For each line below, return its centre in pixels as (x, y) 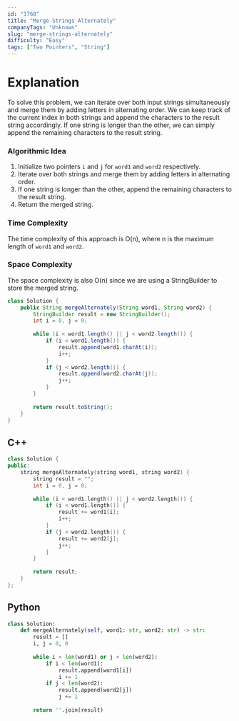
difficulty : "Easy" (36, 41)
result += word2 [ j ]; (89, 539)
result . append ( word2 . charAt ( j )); (108, 374)
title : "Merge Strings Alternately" (62, 21)
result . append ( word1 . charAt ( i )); (108, 347)
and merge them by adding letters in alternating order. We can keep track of (119, 110)
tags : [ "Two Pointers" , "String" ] (59, 47)
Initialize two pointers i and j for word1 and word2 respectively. (109, 167)
